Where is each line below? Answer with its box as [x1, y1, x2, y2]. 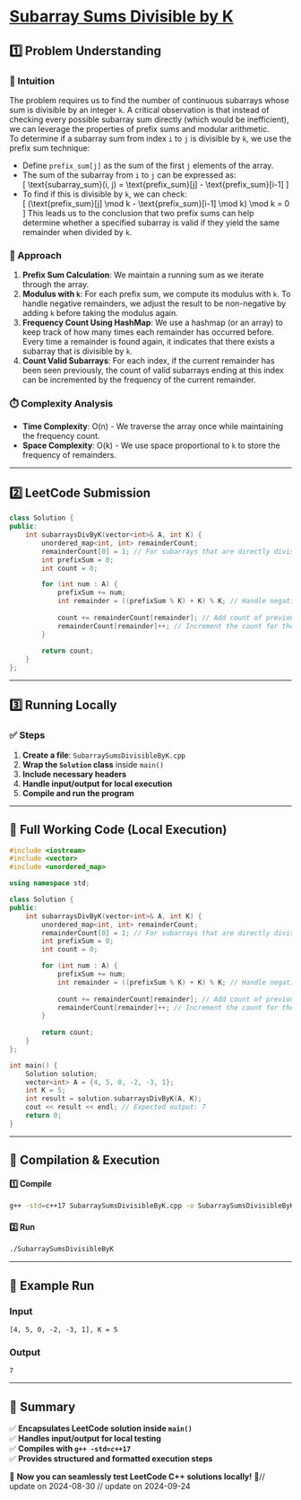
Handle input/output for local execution [21, 778, 173, 789]
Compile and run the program [21, 787, 134, 798]
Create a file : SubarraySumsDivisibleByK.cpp [21, 750, 186, 760]
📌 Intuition [9, 75, 56, 87]
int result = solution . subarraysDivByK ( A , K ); [25, 1094, 202, 1103]
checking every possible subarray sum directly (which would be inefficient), [9, 114, 289, 125]
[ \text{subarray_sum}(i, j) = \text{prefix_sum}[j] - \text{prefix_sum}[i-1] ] [21, 179, 289, 189]
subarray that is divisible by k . [21, 346, 133, 356]
